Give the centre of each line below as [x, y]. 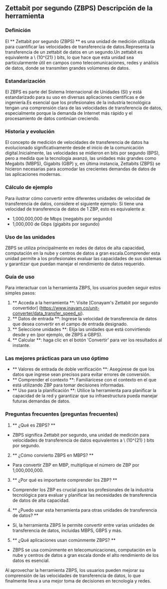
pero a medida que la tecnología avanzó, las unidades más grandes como [81, 158]
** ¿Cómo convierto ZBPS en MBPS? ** [53, 455]
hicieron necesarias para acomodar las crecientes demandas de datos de [81, 169]
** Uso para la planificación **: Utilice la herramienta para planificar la [84, 390]
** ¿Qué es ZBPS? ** [34, 425]
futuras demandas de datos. [41, 401]
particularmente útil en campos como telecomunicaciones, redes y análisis [82, 63]
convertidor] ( [26, 308]
